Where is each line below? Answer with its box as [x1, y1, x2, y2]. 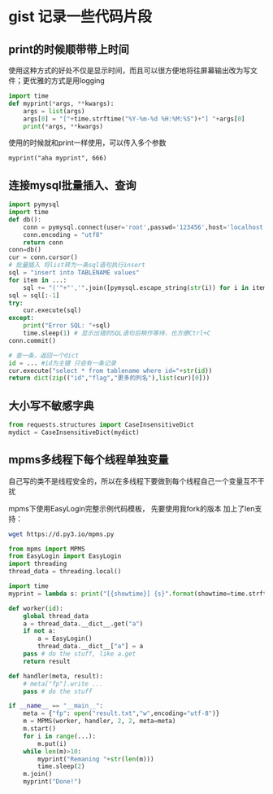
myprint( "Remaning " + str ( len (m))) [37, 755, 154, 763]
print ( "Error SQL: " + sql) [23, 322, 111, 330]
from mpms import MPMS [8, 545, 85, 553]
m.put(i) [37, 739, 67, 748]
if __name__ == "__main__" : [8, 702, 104, 710]
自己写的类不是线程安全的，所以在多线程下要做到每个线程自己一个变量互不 [8, 476, 258, 485]
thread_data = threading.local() [8, 568, 122, 576]
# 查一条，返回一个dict [8, 351, 80, 359]
